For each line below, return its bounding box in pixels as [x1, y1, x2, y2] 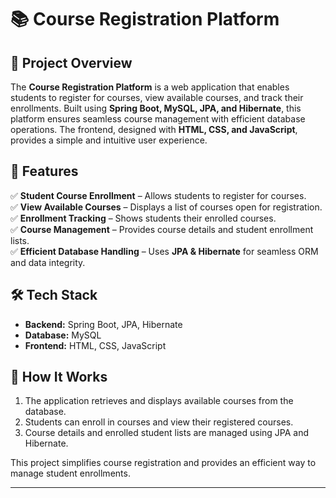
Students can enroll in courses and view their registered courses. [24, 416, 294, 428]
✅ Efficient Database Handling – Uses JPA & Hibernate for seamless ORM [10, 245, 319, 257]
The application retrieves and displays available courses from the [24, 395, 294, 407]
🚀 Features [10, 163, 79, 180]
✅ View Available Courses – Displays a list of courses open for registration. [10, 201, 323, 213]
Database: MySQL [24, 329, 102, 341]
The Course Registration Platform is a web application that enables [10, 81, 290, 93]
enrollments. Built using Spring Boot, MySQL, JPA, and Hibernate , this [10, 102, 302, 114]
